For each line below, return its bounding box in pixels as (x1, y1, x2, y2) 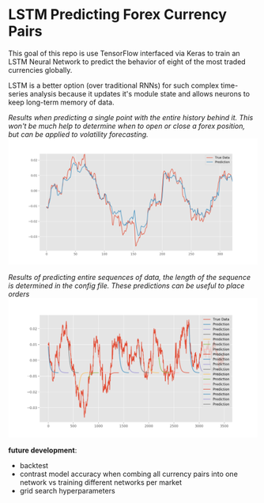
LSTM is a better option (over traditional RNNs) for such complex (8, 81, 220, 90)
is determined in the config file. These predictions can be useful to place (8, 281, 245, 290)
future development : (8, 445, 77, 455)
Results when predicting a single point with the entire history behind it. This (8, 112, 254, 122)
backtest (19, 460, 49, 470)
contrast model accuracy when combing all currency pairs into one (19, 469, 239, 478)
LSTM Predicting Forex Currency (8, 6, 228, 24)
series (8, 89, 28, 98)
